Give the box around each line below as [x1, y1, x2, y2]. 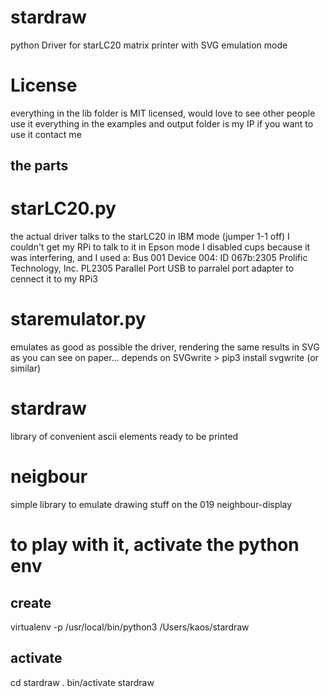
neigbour [10, 466, 88, 488]
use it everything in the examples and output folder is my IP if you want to [10, 117, 314, 130]
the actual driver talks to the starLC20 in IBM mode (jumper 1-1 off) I [10, 231, 290, 243]
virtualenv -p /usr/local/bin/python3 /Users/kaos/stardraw [10, 621, 250, 633]
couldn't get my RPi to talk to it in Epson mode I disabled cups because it [10, 241, 311, 253]
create [10, 594, 52, 611]
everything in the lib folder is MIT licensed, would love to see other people [10, 107, 316, 119]
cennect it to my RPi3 [10, 273, 98, 285]
